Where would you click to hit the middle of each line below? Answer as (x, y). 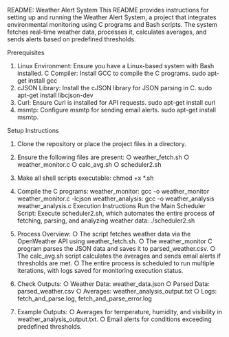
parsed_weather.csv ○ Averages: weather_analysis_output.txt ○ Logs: (117, 291)
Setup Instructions (33, 131)
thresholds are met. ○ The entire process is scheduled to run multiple (116, 263)
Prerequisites (26, 52)
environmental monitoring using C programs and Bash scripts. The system (112, 24)
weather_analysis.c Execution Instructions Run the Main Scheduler (111, 206)
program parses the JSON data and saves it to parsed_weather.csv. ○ (116, 248)
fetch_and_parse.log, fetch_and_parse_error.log (85, 298)
